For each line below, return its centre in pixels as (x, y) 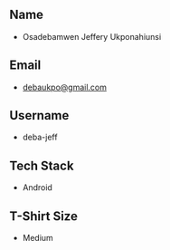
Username (39, 115)
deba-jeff (40, 137)
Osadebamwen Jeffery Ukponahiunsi (92, 36)
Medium (38, 238)
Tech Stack (42, 165)
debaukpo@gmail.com (64, 87)
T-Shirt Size (44, 216)
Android (37, 187)
